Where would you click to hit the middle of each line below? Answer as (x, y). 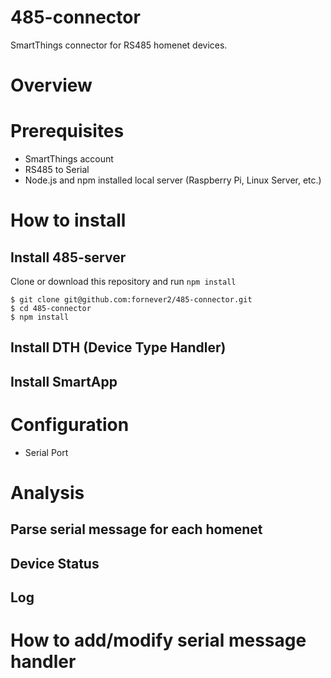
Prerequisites (67, 131)
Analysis (47, 492)
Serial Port (46, 452)
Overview (51, 85)
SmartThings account (69, 159)
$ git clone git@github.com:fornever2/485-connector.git (131, 300)
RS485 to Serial (57, 170)
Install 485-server (68, 257)
